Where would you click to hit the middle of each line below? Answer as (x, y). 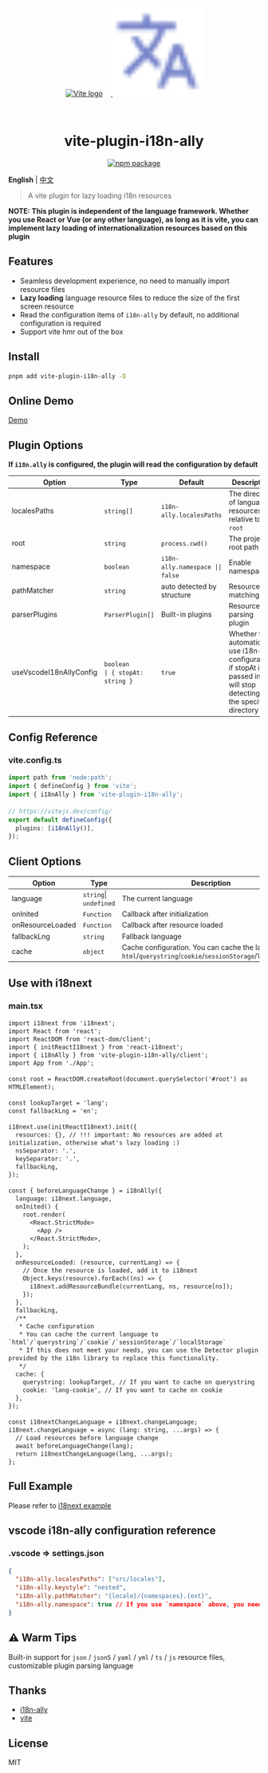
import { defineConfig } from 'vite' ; (73, 786)
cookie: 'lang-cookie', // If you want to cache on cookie (123, 1390)
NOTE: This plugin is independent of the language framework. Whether (129, 211)
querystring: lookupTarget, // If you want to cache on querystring (139, 1382)
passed (241, 676)
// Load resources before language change (87, 1438)
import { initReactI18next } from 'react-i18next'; (96, 1047)
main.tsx (26, 1006)
